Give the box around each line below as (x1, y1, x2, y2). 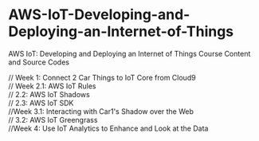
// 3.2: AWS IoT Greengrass (8, 115, 98, 124)
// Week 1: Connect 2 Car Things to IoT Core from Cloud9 (8, 72, 197, 82)
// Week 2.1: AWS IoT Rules (8, 81, 96, 91)
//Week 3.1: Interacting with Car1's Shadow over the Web (8, 106, 194, 116)
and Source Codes (8, 57, 70, 67)
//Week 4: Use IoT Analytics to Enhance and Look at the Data (8, 123, 209, 133)
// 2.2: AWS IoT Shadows (8, 89, 90, 99)
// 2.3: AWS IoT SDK (8, 98, 74, 108)
